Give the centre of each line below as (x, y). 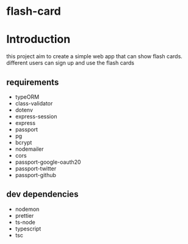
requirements (33, 82)
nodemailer (29, 149)
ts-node (25, 222)
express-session (36, 116)
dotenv (24, 110)
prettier (24, 215)
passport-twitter (36, 168)
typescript (28, 229)
